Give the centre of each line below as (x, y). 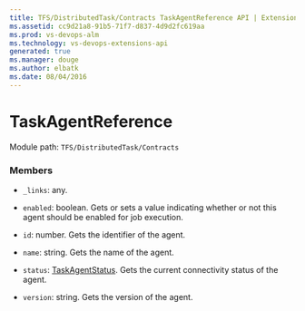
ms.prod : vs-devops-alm (54, 34)
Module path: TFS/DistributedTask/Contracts (94, 147)
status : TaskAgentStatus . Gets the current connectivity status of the (150, 269)
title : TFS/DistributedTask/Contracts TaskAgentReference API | (133, 18)
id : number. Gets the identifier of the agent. (104, 234)
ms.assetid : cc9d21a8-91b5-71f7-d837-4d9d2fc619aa (107, 26)
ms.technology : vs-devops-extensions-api (89, 43)
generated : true (40, 52)
